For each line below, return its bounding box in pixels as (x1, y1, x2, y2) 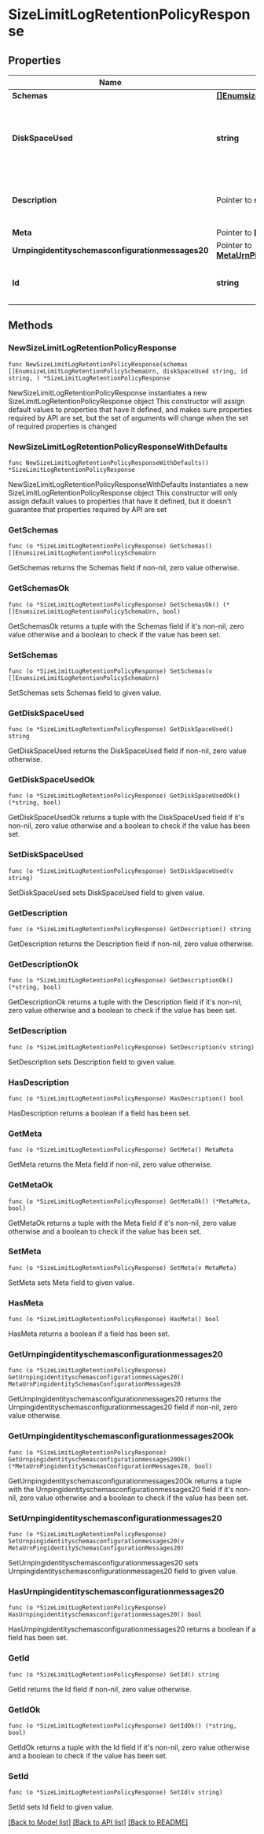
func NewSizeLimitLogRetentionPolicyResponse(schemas (8, 360, 189, 368)
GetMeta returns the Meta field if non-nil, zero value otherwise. (8, 1160, 213, 1169)
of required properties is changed (8, 421, 117, 431)
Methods (8, 319, 53, 332)
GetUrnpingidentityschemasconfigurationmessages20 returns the (8, 1394, 222, 1404)
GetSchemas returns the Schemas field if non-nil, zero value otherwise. (8, 563, 240, 573)
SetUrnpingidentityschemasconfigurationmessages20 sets (8, 1558, 199, 1568)
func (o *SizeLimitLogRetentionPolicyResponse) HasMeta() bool (8, 1316, 220, 1324)
